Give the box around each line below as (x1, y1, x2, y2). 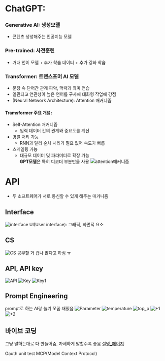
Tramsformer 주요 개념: (5, 110, 53, 116)
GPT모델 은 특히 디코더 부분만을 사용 (19, 159, 90, 164)
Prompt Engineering (5, 292, 68, 300)
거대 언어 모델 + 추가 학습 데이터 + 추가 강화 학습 (12, 59, 106, 65)
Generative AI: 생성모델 (5, 22, 60, 29)
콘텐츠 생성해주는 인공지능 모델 (12, 34, 72, 40)
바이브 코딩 (5, 326, 37, 335)
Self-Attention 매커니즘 (12, 121, 58, 127)
